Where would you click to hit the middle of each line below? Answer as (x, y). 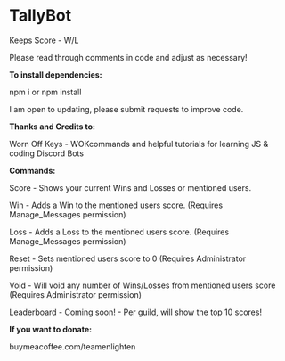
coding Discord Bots (47, 153)
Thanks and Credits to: (53, 127)
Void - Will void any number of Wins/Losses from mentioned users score (142, 285)
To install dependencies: (56, 74)
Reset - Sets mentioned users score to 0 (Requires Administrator (128, 258)
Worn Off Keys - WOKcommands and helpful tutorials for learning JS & (139, 144)
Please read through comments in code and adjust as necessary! (128, 57)
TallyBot (41, 16)
